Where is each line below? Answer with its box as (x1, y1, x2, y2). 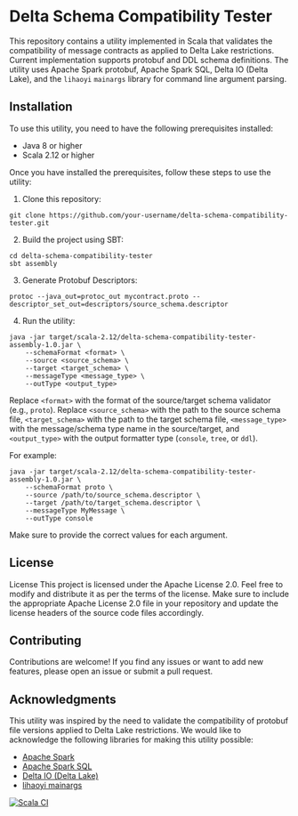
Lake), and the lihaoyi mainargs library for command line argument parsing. (9, 73, 287, 84)
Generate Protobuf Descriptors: (21, 274, 138, 286)
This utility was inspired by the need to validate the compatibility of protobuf (9, 715, 289, 726)
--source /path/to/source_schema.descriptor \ (25, 490, 201, 499)
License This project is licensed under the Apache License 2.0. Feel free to (9, 578, 283, 589)
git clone (9, 211, 46, 220)
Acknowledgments (9, 691, 117, 707)
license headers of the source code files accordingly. (9, 607, 205, 618)
